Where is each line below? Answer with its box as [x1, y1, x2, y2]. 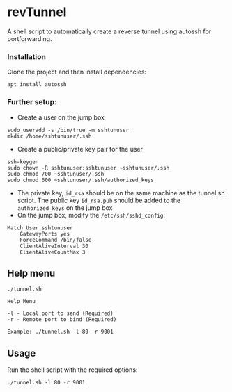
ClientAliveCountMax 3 [20, 248, 86, 256]
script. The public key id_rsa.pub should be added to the [17, 196, 181, 204]
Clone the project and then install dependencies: [7, 67, 147, 76]
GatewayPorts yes [20, 230, 70, 237]
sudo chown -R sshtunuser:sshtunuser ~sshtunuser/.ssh [7, 164, 170, 171]
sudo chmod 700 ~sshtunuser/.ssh [7, 170, 105, 177]
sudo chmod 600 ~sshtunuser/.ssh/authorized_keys [7, 177, 155, 183]
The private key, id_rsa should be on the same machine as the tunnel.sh [17, 188, 225, 197]
